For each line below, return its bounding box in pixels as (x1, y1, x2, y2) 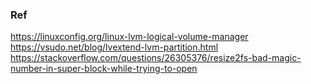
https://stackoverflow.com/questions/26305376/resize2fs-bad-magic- (10, 52, 302, 64)
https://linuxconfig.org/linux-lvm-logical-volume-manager (10, 31, 249, 43)
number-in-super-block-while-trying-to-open (10, 63, 198, 75)
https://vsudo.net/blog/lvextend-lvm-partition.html (10, 41, 219, 53)
